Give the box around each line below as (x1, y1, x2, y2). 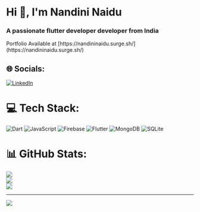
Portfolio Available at (6, 40, 57, 47)
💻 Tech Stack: (6, 101, 80, 115)
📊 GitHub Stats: (6, 147, 87, 161)
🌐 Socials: (6, 64, 45, 74)
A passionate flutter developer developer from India (6, 27, 159, 35)
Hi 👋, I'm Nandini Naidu (6, 5, 122, 19)
